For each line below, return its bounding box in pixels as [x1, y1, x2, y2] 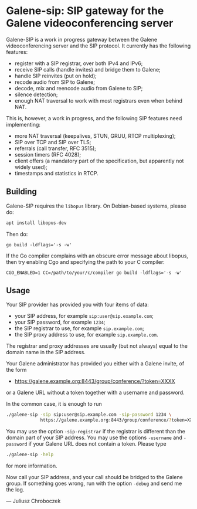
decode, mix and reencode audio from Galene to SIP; [14, 84, 143, 91]
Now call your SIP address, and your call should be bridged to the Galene [6, 474, 183, 481]
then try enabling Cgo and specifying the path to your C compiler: [6, 258, 165, 265]
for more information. [6, 462, 57, 470]
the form [6, 367, 27, 374]
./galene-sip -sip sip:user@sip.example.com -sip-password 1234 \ [6, 412, 172, 418]
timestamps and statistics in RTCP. [14, 169, 98, 177]
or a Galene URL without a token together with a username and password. [6, 389, 185, 396]
